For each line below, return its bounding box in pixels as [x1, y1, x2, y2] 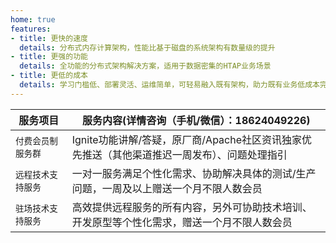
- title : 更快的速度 [10, 33, 88, 43]
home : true [10, 14, 56, 25]
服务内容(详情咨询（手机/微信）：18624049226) [82, 113, 311, 127]
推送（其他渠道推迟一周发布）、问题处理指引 [81, 147, 288, 161]
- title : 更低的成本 [10, 71, 88, 81]
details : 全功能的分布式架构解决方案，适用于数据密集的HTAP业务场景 [19, 61, 272, 71]
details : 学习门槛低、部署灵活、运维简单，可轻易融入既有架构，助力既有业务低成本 [19, 80, 320, 90]
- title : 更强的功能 [10, 52, 88, 62]
